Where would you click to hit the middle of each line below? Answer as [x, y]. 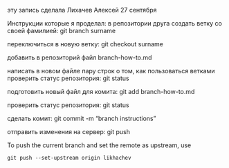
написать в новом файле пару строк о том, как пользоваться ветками [111, 71]
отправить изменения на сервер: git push [68, 132]
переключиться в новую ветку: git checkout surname [85, 44]
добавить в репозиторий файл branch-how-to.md [80, 57]
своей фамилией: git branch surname [62, 31]
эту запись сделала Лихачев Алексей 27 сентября [82, 10]
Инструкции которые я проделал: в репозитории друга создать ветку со [115, 23]
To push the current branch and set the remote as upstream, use [99, 145]
